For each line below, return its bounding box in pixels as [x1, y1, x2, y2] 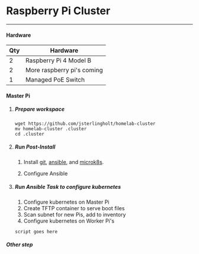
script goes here [14, 229, 58, 234]
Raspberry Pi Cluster [6, 4, 111, 18]
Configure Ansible [23, 170, 68, 177]
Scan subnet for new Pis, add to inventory [23, 211, 126, 218]
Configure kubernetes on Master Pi [23, 198, 110, 205]
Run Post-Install [14, 143, 56, 150]
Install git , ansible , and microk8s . [23, 158, 104, 165]
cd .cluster [14, 131, 44, 137]
